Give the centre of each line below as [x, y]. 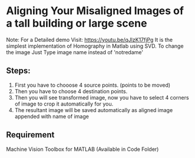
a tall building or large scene [77, 23]
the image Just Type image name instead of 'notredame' [75, 52]
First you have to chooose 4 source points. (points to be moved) [92, 85]
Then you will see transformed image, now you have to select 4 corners [102, 97]
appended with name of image [52, 116]
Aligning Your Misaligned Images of [95, 11]
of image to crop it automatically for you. [64, 104]
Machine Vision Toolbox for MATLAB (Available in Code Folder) [82, 149]
